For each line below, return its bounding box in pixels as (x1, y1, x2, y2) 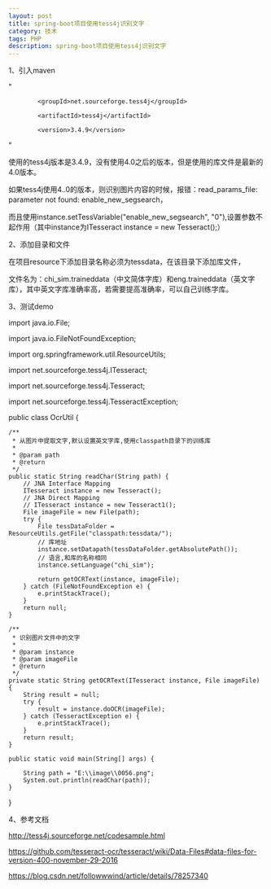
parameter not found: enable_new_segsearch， (8, 195, 168, 204)
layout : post (8, 11, 53, 20)
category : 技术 (8, 27, 58, 35)
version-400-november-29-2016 (8, 856, 118, 865)
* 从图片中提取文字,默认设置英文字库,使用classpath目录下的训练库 (11, 437, 212, 445)
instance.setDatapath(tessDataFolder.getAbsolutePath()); (37, 545, 238, 554)
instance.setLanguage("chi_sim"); (37, 561, 155, 570)
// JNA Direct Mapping (23, 494, 100, 502)
